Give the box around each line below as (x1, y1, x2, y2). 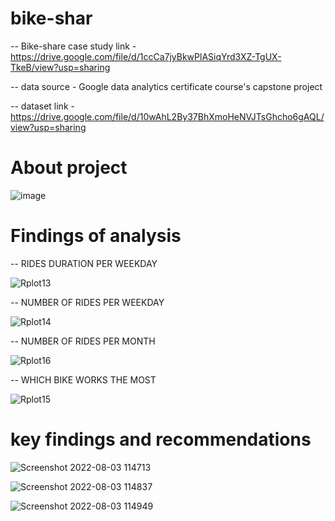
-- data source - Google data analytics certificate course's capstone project (10, 80, 323, 92)
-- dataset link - (10, 100, 75, 112)
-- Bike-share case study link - (10, 40, 137, 52)
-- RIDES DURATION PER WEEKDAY (10, 257, 158, 269)
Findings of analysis (10, 225, 182, 247)
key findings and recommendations (10, 428, 312, 451)
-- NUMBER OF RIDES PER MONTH (10, 335, 156, 347)
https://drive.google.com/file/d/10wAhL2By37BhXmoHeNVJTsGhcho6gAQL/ (10, 110, 325, 122)
